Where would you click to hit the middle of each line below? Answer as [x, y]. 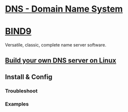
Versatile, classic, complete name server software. [56, 45]
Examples [17, 104]
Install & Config [29, 77]
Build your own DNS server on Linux [61, 60]
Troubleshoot [21, 90]
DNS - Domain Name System [64, 9]
